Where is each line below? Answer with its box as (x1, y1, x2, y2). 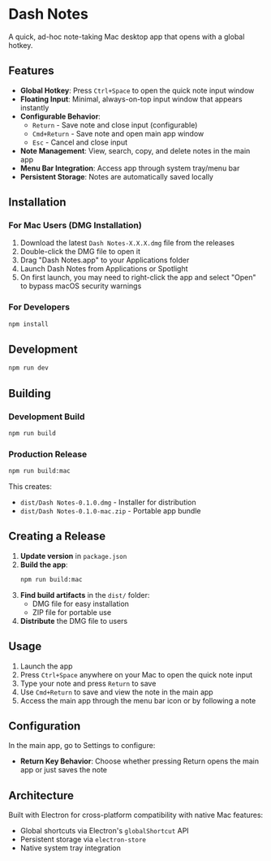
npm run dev (8, 364, 49, 372)
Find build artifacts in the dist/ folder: (19, 590, 150, 599)
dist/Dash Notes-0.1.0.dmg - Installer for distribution (19, 497, 196, 508)
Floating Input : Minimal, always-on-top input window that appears (19, 94, 243, 104)
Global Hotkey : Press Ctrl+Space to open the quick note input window (19, 85, 255, 95)
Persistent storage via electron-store (19, 834, 146, 845)
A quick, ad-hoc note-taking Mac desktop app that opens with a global (8, 32, 245, 41)
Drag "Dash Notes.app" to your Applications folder (19, 255, 190, 265)
